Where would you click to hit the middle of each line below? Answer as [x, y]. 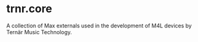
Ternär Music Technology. [39, 32]
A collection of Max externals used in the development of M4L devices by [99, 26]
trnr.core [29, 9]
